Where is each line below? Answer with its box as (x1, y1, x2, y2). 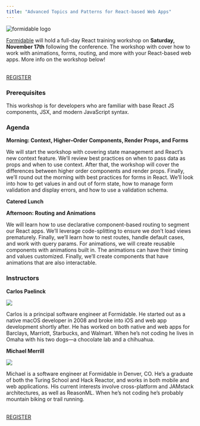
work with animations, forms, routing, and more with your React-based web (6, 49, 192, 57)
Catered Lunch (6, 198, 43, 205)
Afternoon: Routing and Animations (6, 209, 96, 217)
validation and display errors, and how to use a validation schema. (6, 186, 168, 194)
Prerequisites (6, 88, 46, 97)
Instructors (6, 274, 40, 282)
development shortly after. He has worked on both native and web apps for (6, 323, 190, 330)
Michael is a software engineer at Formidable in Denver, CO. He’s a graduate (6, 370, 193, 377)
